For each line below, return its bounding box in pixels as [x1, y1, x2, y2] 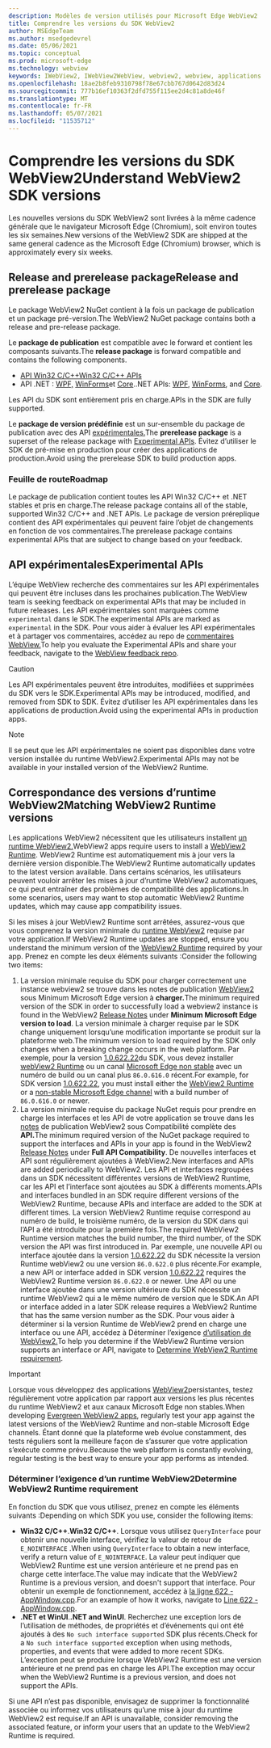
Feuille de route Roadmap [8, 474, 109, 485]
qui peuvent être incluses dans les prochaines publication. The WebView [8, 588, 248, 598]
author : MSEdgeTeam [8, 27, 74, 35]
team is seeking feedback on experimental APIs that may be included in [8, 596, 246, 606]
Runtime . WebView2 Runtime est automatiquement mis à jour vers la [8, 849, 236, 859]
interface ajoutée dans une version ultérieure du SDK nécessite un [19, 1284, 241, 1294]
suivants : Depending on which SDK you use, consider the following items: [8, 1510, 253, 1520]
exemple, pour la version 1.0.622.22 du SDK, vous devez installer [19, 1052, 234, 1063]
